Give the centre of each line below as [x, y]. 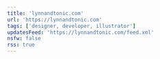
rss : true [21, 45]
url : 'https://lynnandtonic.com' [55, 20]
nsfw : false [24, 39]
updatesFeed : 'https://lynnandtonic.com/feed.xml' [81, 32]
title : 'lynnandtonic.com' [45, 13]
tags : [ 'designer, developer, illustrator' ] [71, 26]
